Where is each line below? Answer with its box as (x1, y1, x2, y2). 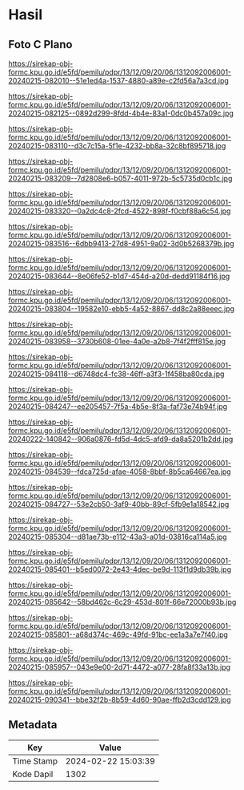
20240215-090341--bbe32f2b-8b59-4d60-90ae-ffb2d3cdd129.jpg (8, 695, 231, 704)
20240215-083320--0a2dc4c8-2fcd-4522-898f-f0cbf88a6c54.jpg (8, 206, 231, 216)
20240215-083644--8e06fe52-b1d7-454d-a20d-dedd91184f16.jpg (8, 271, 230, 281)
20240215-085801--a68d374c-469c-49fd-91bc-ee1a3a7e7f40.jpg (8, 630, 228, 639)
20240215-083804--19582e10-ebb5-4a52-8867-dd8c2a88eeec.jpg (8, 304, 234, 314)
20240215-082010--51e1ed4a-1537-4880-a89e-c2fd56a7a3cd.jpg (8, 76, 230, 85)
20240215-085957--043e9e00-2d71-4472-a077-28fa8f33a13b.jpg (8, 662, 230, 671)
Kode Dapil (12, 768, 54, 780)
